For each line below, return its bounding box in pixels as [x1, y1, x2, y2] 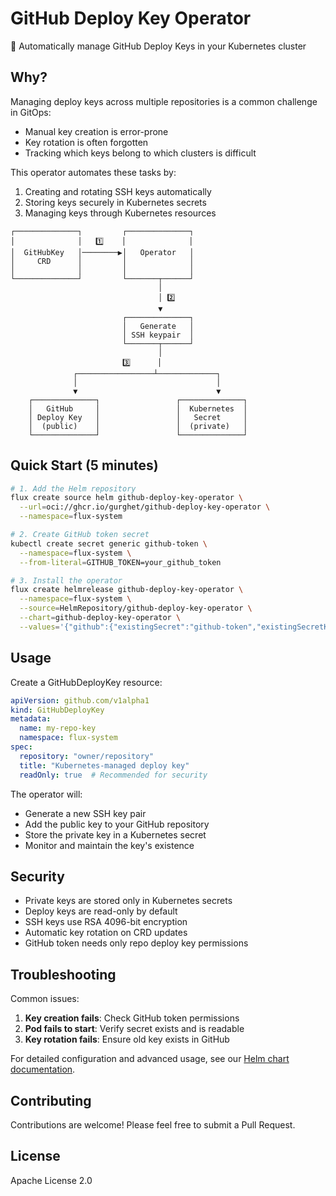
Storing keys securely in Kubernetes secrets [24, 196, 207, 208]
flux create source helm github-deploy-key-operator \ [10, 493, 244, 503]
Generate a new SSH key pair [24, 807, 147, 819]
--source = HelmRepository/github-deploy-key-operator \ [19, 603, 253, 614]
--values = [19, 622, 60, 632]
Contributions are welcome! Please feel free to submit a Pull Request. [10, 1118, 296, 1131]
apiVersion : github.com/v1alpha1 [10, 695, 150, 706]
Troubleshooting [10, 966, 117, 983]
